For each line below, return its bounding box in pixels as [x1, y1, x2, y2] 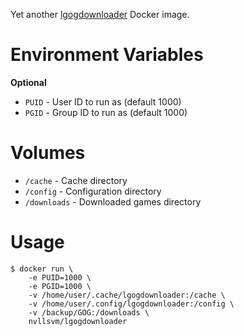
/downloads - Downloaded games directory [24, 195, 202, 208]
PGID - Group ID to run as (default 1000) [24, 106, 188, 118]
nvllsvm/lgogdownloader [28, 316, 128, 326]
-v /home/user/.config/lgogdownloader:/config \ [28, 299, 235, 309]
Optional [10, 76, 47, 88]
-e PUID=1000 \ [28, 272, 92, 283]
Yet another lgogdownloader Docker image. [10, 9, 190, 20]
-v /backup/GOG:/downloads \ [28, 307, 150, 318]
